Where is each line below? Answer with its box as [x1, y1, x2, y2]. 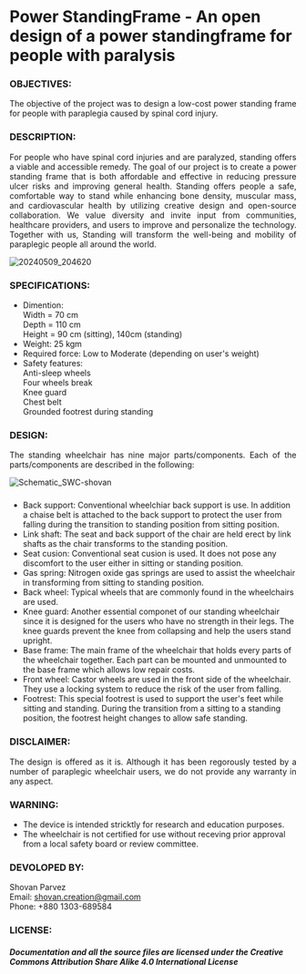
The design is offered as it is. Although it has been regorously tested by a [9, 756, 297, 767]
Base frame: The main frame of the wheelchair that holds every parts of [22, 645, 292, 656]
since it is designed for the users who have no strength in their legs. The [22, 616, 294, 627]
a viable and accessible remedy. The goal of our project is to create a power [9, 161, 297, 172]
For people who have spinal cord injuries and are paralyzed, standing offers [9, 151, 297, 162]
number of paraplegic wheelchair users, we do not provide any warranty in [9, 765, 297, 776]
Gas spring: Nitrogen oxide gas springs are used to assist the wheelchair [22, 568, 296, 579]
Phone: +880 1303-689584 [9, 901, 112, 912]
